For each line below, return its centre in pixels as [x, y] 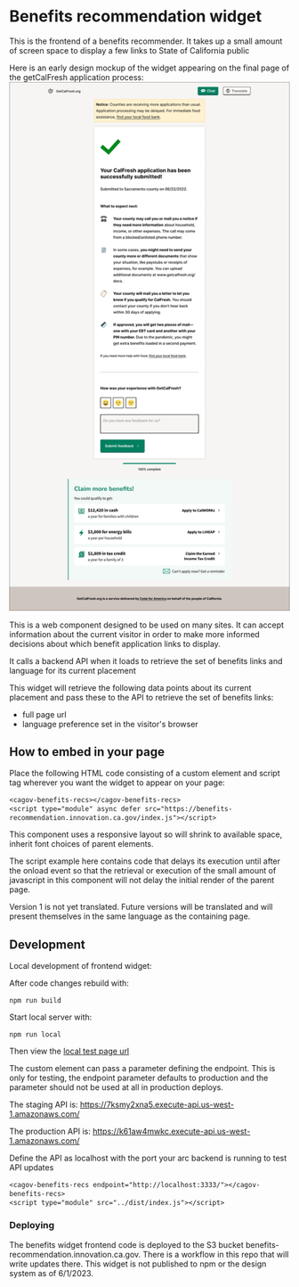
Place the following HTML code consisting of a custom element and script [145, 774]
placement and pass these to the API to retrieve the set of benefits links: [141, 697]
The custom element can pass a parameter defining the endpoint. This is [142, 1069]
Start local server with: [51, 1017]
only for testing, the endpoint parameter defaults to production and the [139, 1078]
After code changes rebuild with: [69, 983]
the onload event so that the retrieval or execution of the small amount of [143, 871]
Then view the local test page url [69, 1051]
